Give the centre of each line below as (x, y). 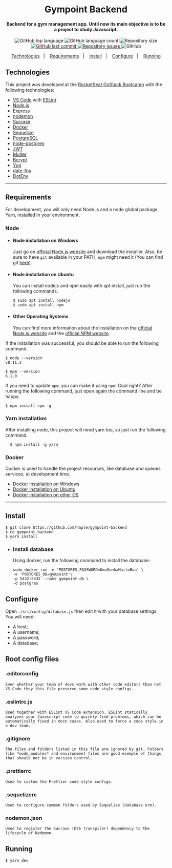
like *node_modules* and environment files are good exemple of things (83, 754)
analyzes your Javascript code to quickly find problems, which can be (83, 717)
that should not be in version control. (49, 758)
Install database (33, 549)
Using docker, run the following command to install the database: (81, 561)
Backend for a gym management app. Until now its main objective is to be (86, 24)
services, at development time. (38, 474)
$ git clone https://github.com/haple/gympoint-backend (66, 527)
